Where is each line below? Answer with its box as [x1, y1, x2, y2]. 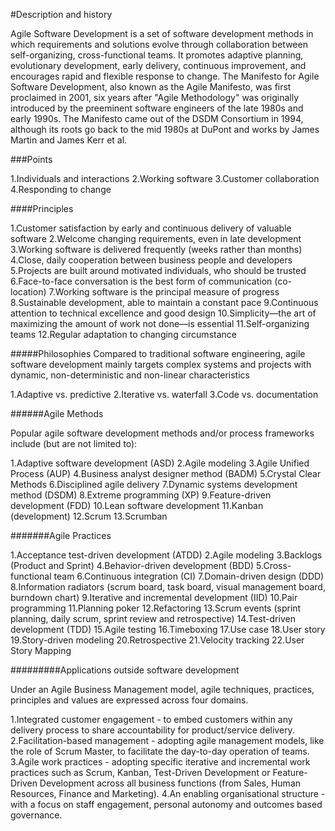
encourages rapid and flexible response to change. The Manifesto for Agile [10, 70, 320, 82]
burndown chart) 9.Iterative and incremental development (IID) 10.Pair [10, 592, 298, 603]
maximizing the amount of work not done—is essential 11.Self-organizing [10, 318, 310, 329]
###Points [10, 154, 53, 165]
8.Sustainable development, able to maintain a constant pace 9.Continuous [10, 297, 319, 308]
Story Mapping [10, 645, 72, 656]
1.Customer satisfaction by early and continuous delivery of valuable [10, 222, 292, 234]
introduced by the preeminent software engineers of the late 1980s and [10, 102, 304, 114]
